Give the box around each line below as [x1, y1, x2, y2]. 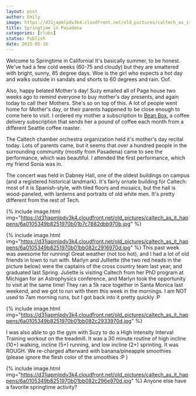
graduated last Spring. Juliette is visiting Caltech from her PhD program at [6, 269, 184, 276]
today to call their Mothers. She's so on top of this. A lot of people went [6, 99, 178, 106]
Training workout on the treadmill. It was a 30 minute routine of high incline [6, 335, 187, 342]
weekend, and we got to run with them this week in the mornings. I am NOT [6, 287, 187, 294]
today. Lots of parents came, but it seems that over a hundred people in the [6, 141, 187, 149]
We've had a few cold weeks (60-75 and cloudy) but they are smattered [6, 63, 179, 70]
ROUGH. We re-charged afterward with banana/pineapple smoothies [6, 347, 171, 354]
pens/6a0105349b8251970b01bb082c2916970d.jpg [6, 244, 131, 251]
